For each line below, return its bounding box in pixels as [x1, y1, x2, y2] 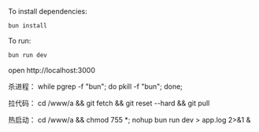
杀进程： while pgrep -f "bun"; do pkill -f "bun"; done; [8, 82, 183, 91]
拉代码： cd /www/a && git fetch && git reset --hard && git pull [8, 98, 210, 108]
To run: [8, 35, 31, 46]
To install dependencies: [8, 7, 88, 16]
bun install [8, 22, 47, 30]
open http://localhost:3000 [8, 65, 96, 75]
